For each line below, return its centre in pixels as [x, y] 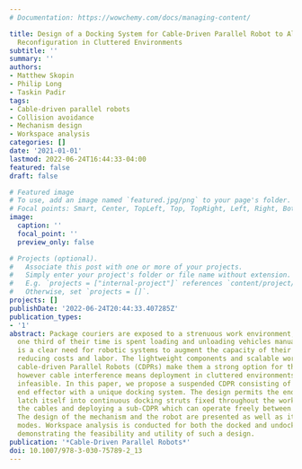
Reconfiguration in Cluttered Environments [100, 42]
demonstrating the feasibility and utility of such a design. [136, 434]
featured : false [40, 167]
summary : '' [31, 59]
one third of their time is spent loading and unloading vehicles [144, 342]
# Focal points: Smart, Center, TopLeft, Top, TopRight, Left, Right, [144, 209]
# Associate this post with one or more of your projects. [126, 267]
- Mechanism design [46, 126]
